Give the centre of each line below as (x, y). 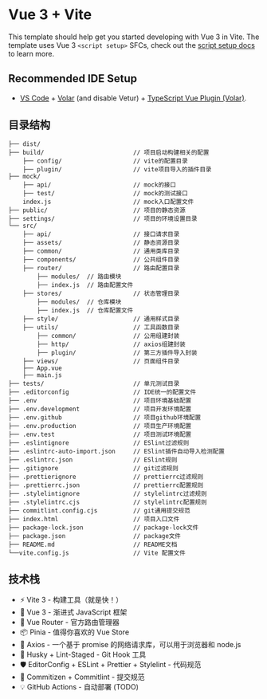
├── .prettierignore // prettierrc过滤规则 (106, 477)
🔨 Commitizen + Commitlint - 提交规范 (82, 677)
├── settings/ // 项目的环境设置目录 (103, 218)
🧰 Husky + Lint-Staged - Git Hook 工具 (83, 654)
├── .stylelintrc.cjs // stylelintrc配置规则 (108, 502)
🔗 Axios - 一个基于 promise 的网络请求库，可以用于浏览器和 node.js (130, 645)
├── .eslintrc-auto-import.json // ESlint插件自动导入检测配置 (116, 451)
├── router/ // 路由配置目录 (101, 268)
